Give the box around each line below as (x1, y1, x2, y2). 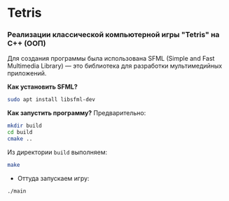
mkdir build (7, 122, 42, 130)
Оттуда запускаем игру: (17, 174, 90, 182)
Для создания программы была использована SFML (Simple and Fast (7, 54, 215, 63)
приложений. (7, 69, 47, 77)
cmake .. (7, 135, 33, 142)
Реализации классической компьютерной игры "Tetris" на (7, 30, 220, 40)
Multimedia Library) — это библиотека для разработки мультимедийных (7, 61, 223, 70)
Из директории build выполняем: (7, 148, 107, 156)
